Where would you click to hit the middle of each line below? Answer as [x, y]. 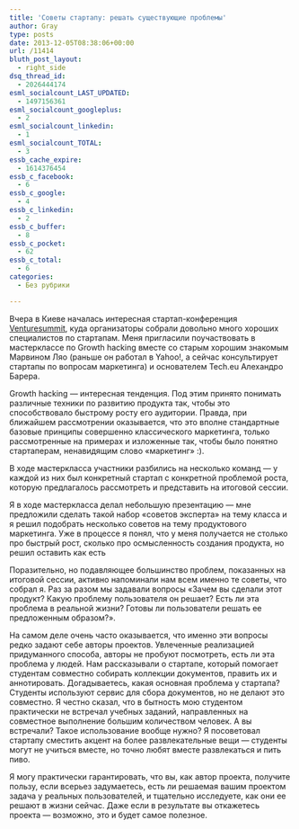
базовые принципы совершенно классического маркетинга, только [140, 432]
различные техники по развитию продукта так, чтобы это [120, 403]
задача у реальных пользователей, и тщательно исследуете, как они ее [148, 796]
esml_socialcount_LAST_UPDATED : [70, 93]
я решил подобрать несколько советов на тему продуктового [128, 523]
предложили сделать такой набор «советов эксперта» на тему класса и [148, 514]
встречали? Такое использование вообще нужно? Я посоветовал [135, 730]
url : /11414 [31, 51]
